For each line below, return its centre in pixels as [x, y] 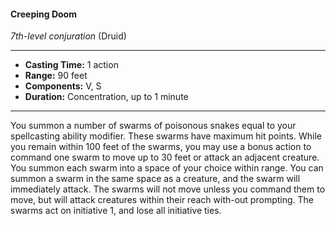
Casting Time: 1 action [71, 65]
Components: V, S [63, 86]
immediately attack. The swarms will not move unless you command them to [168, 189]
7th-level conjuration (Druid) [68, 36]
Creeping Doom [43, 14]
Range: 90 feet [56, 76]
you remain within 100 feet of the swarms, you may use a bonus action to [161, 147]
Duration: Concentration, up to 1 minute [106, 97]
